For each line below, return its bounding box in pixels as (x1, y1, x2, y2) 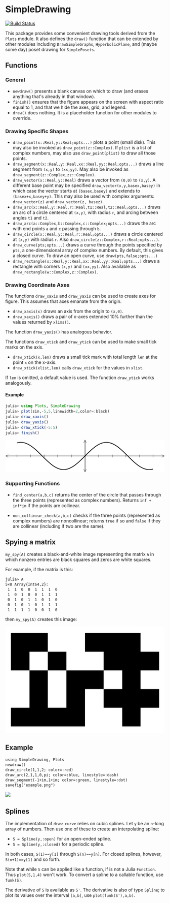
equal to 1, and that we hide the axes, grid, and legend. (12, 104, 127, 110)
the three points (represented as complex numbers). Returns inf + (12, 497, 152, 503)
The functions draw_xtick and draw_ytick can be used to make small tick (5, 339, 157, 345)
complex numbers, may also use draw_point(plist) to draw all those (12, 150, 156, 156)
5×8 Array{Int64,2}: (5, 582, 49, 587)
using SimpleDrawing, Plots (5, 757, 65, 763)
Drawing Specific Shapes (5, 128, 69, 135)
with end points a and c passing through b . (12, 225, 101, 232)
